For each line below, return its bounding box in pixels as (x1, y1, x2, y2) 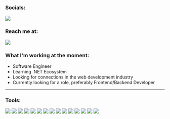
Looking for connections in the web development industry (12, 74, 133, 80)
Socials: (5, 4, 26, 11)
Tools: (5, 97, 21, 104)
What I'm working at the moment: (5, 52, 90, 59)
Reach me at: (5, 28, 38, 35)
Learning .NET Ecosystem (12, 68, 67, 74)
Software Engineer (12, 63, 52, 69)
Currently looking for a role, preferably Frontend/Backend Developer (12, 79, 155, 85)
